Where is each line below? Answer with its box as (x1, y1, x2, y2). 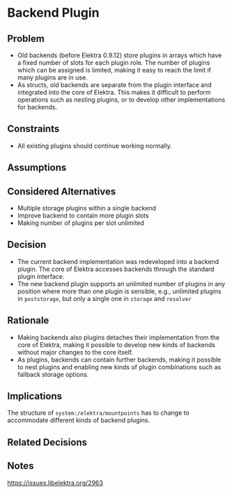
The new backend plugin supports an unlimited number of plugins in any (17, 279, 226, 288)
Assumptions (7, 162, 67, 173)
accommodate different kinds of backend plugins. (7, 416, 150, 424)
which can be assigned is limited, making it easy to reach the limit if (17, 66, 211, 74)
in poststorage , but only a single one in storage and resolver (17, 294, 192, 302)
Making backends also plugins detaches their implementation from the (17, 333, 220, 341)
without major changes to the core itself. (17, 348, 134, 356)
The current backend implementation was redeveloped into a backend (17, 257, 219, 265)
